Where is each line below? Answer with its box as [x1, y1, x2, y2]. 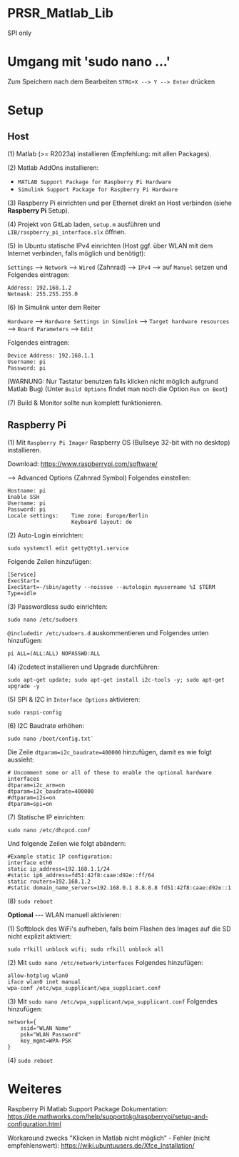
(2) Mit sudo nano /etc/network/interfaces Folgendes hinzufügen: [7, 958, 203, 966]
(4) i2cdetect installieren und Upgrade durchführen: [7, 662, 160, 671]
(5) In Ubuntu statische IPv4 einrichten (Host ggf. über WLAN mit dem [7, 241, 213, 250]
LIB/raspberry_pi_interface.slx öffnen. [7, 227, 126, 236]
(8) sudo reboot [7, 896, 54, 905]
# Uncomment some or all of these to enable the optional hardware [7, 769, 213, 776]
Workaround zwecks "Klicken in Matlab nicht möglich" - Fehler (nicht [7, 1133, 210, 1142]
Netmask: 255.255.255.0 [7, 290, 78, 298]
